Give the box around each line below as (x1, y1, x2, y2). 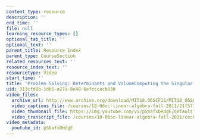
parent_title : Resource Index (6, 48, 82, 54)
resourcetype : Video (6, 70, 58, 76)
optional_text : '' (6, 42, 52, 48)
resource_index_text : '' (6, 64, 68, 70)
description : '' (6, 14, 46, 20)
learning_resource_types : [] (6, 31, 79, 37)
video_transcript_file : (11, 114, 70, 120)
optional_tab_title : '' (6, 36, 65, 42)
